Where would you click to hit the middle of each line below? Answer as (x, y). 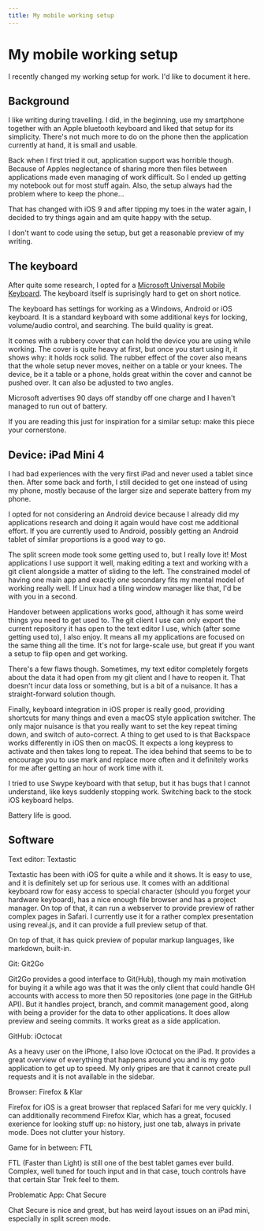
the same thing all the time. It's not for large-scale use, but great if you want (131, 645)
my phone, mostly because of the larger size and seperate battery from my (130, 491)
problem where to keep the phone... (66, 194)
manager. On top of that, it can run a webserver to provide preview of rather (131, 908)
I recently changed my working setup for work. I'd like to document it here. (129, 76)
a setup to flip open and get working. (68, 654)
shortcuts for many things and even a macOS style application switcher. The (132, 718)
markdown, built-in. (40, 948)
